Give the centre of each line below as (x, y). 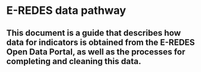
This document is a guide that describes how (94, 33)
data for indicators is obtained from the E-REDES (101, 42)
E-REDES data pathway (66, 11)
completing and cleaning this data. (74, 61)
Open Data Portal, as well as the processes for (96, 52)
